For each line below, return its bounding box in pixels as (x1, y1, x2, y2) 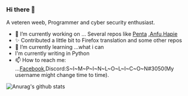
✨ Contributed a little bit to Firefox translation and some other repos (14, 37, 183, 44)
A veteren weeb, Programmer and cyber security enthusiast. (6, 19, 156, 26)
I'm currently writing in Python (14, 50, 90, 57)
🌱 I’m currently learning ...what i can (14, 44, 104, 51)
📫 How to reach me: (14, 57, 66, 64)
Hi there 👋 (6, 5, 36, 14)
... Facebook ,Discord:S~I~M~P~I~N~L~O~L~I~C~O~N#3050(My (14, 65, 174, 72)
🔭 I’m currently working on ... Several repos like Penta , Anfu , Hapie (14, 30, 178, 38)
